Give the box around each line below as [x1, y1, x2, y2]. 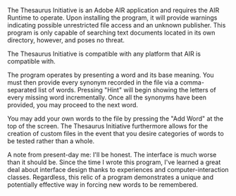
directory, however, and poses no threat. [7, 36, 125, 44]
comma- [179, 78, 204, 87]
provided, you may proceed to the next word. [7, 101, 139, 109]
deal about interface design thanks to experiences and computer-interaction [7, 166, 229, 173]
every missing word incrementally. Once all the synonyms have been [7, 93, 206, 102]
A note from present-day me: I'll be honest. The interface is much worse [7, 151, 217, 159]
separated [7, 86, 37, 94]
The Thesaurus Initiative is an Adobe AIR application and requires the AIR [7, 6, 220, 14]
